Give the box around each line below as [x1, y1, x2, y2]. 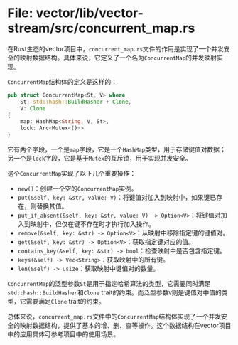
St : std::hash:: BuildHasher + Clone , [20, 98, 132, 105]
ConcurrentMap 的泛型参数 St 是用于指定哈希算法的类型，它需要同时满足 [7, 280, 211, 288]
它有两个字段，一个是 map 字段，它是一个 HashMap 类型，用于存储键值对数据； [7, 145, 226, 154]
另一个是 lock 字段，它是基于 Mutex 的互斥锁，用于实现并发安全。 [7, 154, 192, 163]
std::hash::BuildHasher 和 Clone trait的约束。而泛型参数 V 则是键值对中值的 [7, 288, 222, 297]
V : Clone [20, 105, 46, 112]
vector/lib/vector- [36, 5, 144, 21]
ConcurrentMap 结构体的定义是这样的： [7, 77, 118, 86]
